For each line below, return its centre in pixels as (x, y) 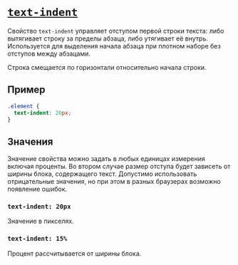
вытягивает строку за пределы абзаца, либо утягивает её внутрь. (108, 38)
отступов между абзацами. (49, 53)
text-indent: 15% (37, 239)
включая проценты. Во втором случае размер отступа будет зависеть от (119, 167)
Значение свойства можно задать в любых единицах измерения (106, 159)
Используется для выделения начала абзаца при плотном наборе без (114, 46)
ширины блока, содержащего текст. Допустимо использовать (102, 174)
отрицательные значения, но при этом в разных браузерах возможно (114, 182)
